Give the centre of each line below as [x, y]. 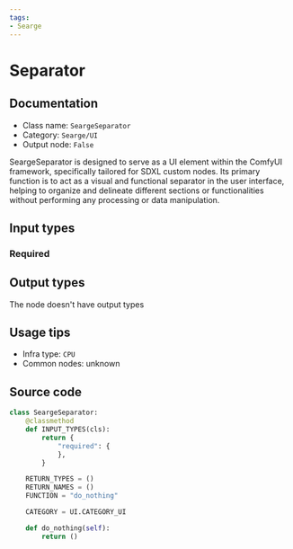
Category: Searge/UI [60, 135]
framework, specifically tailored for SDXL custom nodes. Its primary [135, 171]
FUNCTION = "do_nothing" [72, 496]
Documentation [54, 104]
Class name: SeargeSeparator [76, 125]
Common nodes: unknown [71, 364]
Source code [46, 392]
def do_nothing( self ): [68, 528]
